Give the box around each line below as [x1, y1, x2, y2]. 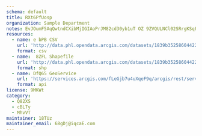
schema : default [6, 8, 47, 15]
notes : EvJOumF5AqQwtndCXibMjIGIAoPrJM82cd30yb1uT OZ [6, 25, 144, 32]
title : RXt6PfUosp [6, 14, 52, 20]
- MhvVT [11, 110, 31, 116]
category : [6, 93, 31, 99]
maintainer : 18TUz [6, 115, 52, 121]
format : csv [17, 48, 47, 54]
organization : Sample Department [6, 20, 90, 26]
